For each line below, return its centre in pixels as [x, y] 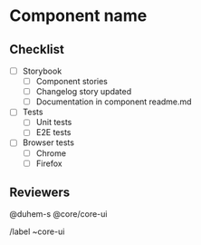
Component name [78, 16]
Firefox [49, 163]
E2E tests [53, 132]
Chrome [51, 153]
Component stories [72, 82]
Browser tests [48, 142]
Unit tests [54, 122]
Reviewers [40, 193]
